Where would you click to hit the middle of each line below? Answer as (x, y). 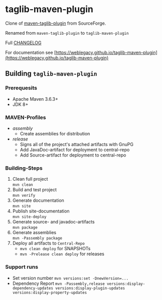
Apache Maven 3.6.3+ (35, 99)
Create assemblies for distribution (55, 133)
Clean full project (30, 179)
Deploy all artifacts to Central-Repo (49, 243)
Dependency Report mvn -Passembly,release (59, 283)
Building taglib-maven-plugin (51, 74)
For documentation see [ (31, 52)
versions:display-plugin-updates (90, 288)
